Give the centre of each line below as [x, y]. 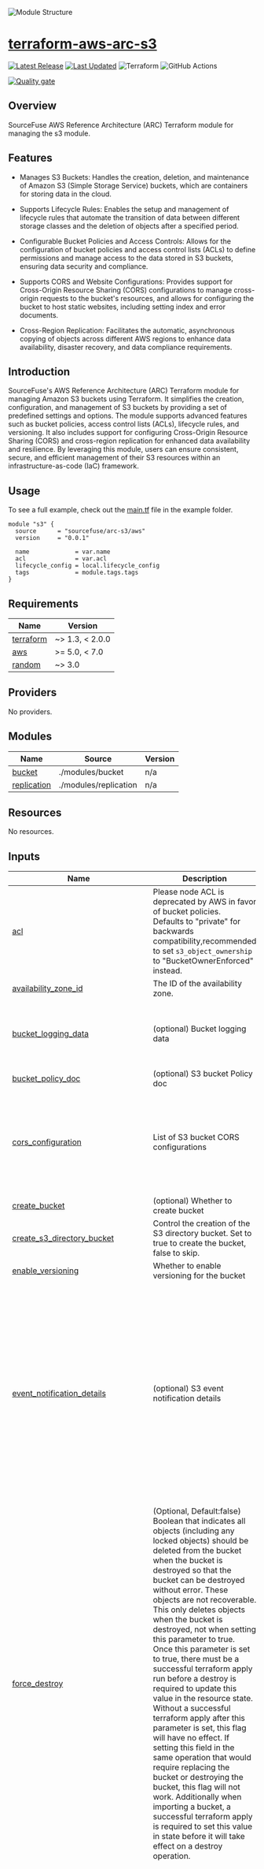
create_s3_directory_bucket [63, 1238]
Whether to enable [187, 1266]
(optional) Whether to [192, 1201]
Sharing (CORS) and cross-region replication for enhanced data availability [129, 441]
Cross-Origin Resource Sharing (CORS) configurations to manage [126, 290]
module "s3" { [31, 524]
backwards [173, 932]
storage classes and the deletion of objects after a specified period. [129, 225]
